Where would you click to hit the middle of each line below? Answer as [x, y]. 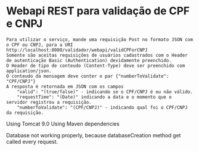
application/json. [29, 71]
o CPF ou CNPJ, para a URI [40, 45]
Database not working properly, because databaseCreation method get [94, 135]
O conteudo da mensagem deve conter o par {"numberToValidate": [88, 76]
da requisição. [25, 113]
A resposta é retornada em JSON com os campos [65, 87]
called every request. [32, 141]
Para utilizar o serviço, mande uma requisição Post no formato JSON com [100, 39]
